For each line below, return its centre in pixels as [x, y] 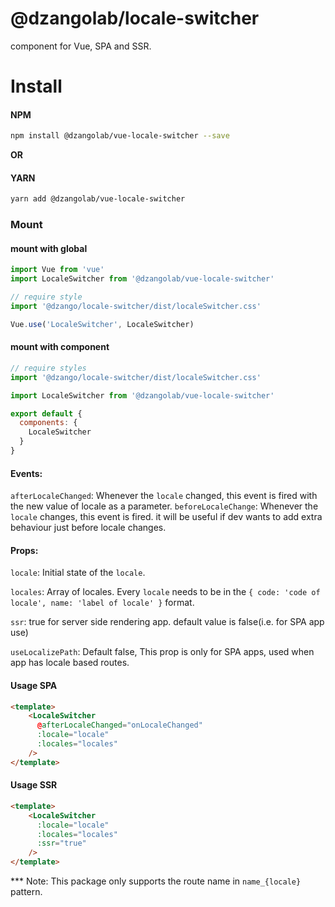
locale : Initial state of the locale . [78, 573]
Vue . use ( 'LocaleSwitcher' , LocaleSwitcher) [102, 324]
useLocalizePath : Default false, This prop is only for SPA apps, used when [162, 652]
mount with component [60, 347]
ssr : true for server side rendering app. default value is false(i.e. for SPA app [167, 622]
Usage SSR [34, 785]
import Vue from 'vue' [57, 270]
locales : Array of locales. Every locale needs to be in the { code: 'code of [165, 592]
